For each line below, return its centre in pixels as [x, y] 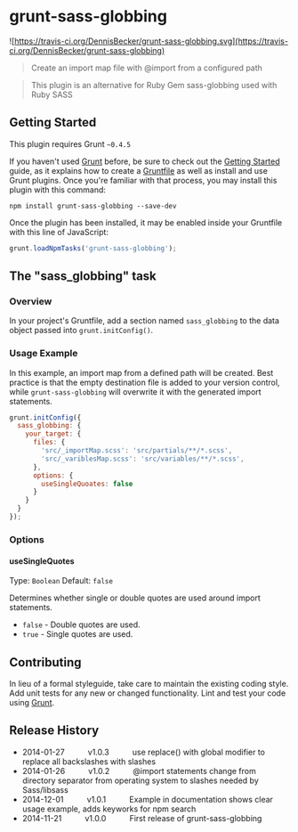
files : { [49, 443]
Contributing [45, 662]
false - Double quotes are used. [81, 624]
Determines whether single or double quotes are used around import [135, 598]
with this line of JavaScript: [59, 232]
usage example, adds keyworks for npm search [109, 809]
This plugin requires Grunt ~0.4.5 [70, 143]
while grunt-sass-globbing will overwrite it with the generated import [135, 392]
